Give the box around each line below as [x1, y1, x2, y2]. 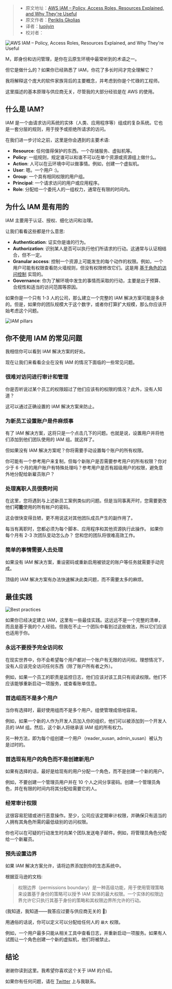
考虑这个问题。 [9, 307, 41, 314]
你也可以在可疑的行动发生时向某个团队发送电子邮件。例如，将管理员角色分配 [5, 830, 167, 836]
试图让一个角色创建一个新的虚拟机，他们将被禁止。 [5, 936, 113, 942]
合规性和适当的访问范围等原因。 [12, 284, 80, 290]
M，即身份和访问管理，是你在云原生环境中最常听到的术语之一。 [5, 56, 140, 62]
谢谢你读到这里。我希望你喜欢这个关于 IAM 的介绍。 [5, 967, 115, 973]
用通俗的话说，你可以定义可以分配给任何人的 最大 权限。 [5, 919, 123, 925]
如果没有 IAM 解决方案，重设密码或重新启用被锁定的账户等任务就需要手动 [5, 559, 160, 565]
